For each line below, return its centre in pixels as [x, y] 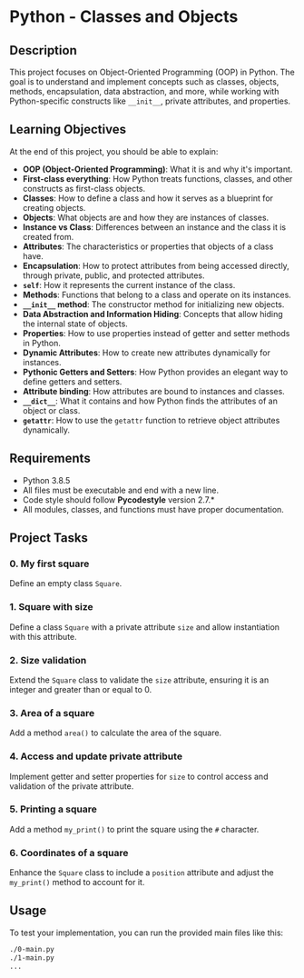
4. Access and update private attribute [96, 756]
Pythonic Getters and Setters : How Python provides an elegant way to [155, 372]
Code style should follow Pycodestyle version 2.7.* [118, 499]
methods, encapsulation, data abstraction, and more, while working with [144, 91]
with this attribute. [43, 636]
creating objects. [54, 207]
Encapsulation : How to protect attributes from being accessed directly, [156, 265]
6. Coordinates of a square [69, 853]
